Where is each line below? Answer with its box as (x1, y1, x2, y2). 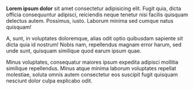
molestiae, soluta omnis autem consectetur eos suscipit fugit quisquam (6, 71, 178, 78)
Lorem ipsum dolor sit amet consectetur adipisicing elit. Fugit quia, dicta (6, 5, 182, 12)
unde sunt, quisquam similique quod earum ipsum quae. (6, 47, 142, 54)
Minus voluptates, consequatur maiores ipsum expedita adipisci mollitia (6, 58, 179, 65)
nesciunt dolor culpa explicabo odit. (6, 77, 93, 84)
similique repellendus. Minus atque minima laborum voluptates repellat (6, 65, 176, 72)
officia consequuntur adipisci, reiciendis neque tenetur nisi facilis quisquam (6, 11, 189, 18)
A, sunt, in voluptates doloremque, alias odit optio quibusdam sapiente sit (6, 35, 183, 41)
